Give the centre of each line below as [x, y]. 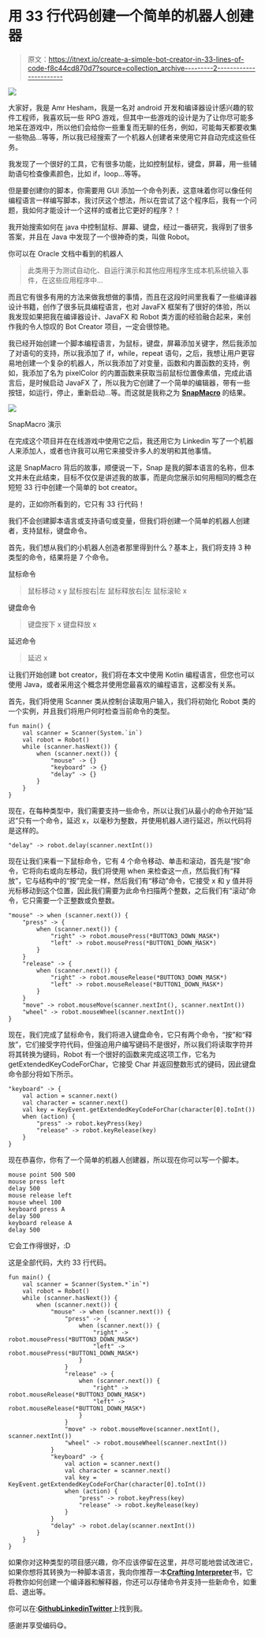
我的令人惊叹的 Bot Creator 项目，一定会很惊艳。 [94, 326]
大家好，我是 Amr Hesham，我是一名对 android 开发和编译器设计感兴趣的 [127, 107]
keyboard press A [37, 1209]
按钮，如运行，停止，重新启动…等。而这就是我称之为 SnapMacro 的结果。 [129, 392]
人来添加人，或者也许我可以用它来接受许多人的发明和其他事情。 [112, 450]
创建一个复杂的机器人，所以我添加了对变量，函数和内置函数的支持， [132, 363]
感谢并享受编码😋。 [39, 1625]
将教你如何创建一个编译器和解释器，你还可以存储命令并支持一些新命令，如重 [132, 1582]
